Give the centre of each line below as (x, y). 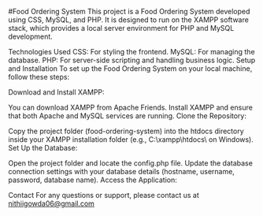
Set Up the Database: (43, 148)
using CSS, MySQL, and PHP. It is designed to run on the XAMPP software (129, 20)
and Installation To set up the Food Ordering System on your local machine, (130, 69)
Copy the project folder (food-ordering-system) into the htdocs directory (126, 131)
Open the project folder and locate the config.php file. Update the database (131, 163)
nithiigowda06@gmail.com (51, 203)
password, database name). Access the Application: (93, 180)
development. (30, 36)
